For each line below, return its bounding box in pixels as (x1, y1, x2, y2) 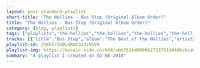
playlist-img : (6, 47, 42, 53)
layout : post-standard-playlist (6, 8, 86, 15)
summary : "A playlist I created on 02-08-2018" (6, 53, 127, 59)
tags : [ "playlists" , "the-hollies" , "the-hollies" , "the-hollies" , (6, 31, 169, 37)
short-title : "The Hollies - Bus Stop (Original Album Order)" (6, 14, 167, 20)
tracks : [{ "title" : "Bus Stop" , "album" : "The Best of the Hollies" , (6, 36, 174, 42)
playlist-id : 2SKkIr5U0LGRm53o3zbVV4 (6, 42, 100, 48)
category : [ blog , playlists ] (6, 25, 79, 31)
